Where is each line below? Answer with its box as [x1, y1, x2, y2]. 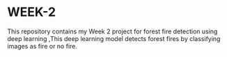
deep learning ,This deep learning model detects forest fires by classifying [7, 34, 221, 42]
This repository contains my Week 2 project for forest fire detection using [7, 27, 218, 35]
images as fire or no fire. [7, 42, 78, 50]
